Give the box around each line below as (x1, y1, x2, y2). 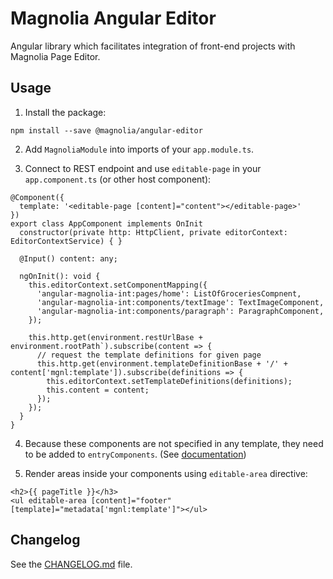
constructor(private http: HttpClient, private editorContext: (19, 227, 288, 237)
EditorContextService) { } (10, 236, 123, 246)
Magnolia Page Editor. (10, 50, 101, 62)
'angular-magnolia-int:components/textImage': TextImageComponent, (36, 297, 325, 307)
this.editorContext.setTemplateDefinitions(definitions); (46, 376, 293, 386)
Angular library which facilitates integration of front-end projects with (10, 40, 296, 52)
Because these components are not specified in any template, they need (24, 437, 324, 449)
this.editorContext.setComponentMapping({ (28, 280, 208, 290)
